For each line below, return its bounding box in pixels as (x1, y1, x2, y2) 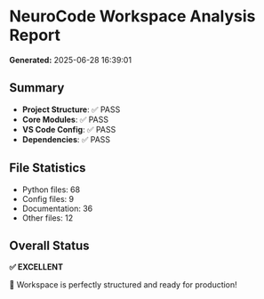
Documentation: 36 (21, 203, 93, 214)
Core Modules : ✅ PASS (21, 114, 109, 125)
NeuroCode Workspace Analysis (9, 6, 256, 27)
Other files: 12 (21, 212, 74, 223)
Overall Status (9, 238, 90, 253)
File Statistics (9, 160, 86, 175)
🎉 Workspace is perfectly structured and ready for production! (9, 279, 237, 290)
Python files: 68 (21, 184, 81, 195)
